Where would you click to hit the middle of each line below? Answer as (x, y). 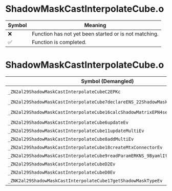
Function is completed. (59, 42)
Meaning (95, 25)
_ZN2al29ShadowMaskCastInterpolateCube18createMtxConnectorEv (85, 147)
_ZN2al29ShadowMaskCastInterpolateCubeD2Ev (62, 164)
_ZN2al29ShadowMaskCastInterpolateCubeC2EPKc (64, 92)
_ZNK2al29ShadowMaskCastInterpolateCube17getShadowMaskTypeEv (85, 181)
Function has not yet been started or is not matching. (95, 34)
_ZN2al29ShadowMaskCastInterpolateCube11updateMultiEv (76, 131)
